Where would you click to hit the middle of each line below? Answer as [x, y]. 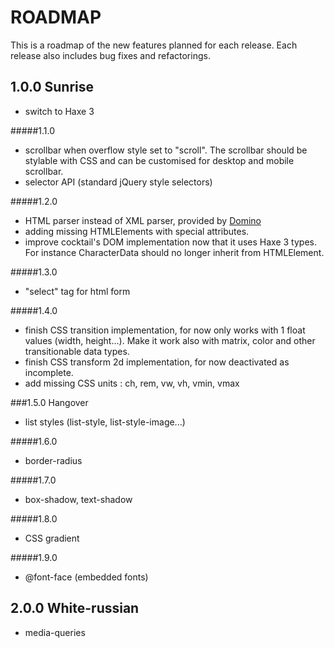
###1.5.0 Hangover [49, 402]
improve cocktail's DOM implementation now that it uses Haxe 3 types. [170, 242]
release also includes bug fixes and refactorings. [110, 55]
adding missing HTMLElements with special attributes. [137, 231]
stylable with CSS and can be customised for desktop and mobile [159, 160]
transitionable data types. [77, 351]
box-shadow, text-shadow [78, 499]
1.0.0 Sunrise [52, 87]
